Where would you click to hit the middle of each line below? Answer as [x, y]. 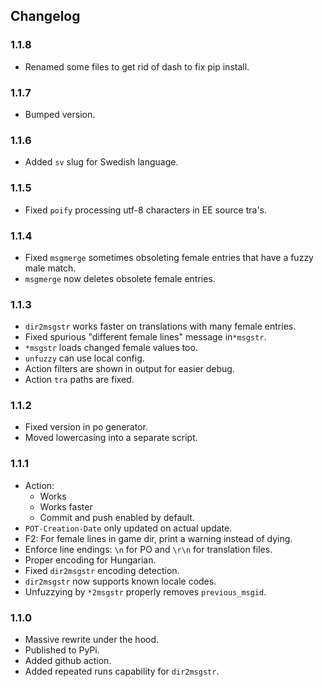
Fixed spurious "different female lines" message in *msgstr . [145, 337]
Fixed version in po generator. [86, 427]
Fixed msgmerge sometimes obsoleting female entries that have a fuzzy [169, 257]
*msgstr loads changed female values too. [111, 348]
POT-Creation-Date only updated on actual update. [128, 528]
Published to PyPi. [62, 650]
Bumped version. [60, 114]
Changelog [45, 16]
